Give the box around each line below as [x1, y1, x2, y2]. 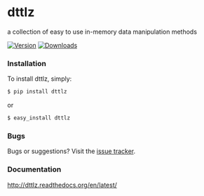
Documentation [7, 164, 62, 174]
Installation [7, 58, 47, 68]
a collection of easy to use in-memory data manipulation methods [7, 27, 198, 36]
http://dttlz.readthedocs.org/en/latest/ [7, 181, 118, 189]
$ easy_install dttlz [7, 115, 71, 122]
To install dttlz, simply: [7, 74, 72, 83]
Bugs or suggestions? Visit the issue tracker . [7, 147, 136, 155]
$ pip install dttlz [7, 89, 68, 96]
